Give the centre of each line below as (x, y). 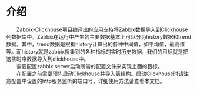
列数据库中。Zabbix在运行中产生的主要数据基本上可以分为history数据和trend (98, 36)
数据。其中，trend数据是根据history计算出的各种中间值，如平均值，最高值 (96, 44)
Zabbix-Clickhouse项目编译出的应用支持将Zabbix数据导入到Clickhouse (102, 29)
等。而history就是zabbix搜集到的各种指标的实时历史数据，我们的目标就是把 (97, 51)
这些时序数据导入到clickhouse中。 (48, 59)
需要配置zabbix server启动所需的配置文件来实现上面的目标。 (90, 66)
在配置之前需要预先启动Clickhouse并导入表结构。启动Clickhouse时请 (100, 74)
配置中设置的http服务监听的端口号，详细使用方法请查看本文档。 (88, 81)
